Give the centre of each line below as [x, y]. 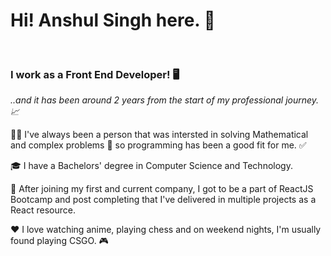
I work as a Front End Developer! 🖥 [95, 74]
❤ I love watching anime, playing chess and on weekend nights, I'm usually [166, 230]
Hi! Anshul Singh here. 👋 [113, 20]
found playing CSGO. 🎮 [59, 241]
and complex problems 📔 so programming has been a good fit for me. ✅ [158, 145]
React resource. [43, 210]
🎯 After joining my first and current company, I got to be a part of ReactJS [162, 189]
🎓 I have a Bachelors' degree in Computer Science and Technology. [151, 166]
